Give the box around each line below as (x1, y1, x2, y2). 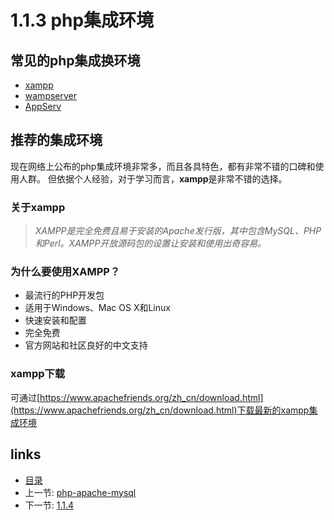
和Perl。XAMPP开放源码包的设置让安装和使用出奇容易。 (34, 237, 267, 250)
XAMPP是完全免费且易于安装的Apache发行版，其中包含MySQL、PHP (34, 225, 322, 237)
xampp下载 (10, 367, 66, 381)
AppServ (24, 101, 62, 112)
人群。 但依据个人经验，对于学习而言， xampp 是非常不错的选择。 (18, 172, 288, 185)
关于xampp (10, 200, 66, 214)
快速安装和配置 (24, 314, 87, 326)
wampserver (24, 90, 78, 101)
